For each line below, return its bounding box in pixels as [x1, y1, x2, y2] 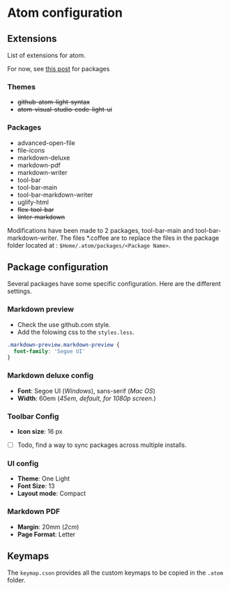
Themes [7, 82, 36, 91]
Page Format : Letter [17, 530, 76, 538]
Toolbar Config [7, 411, 59, 421]
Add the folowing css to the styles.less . [17, 328, 135, 336]
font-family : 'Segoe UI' [13, 347, 86, 355]
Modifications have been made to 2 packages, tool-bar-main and [7, 226, 194, 234]
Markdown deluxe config [7, 371, 94, 381]
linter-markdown [17, 213, 66, 221]
